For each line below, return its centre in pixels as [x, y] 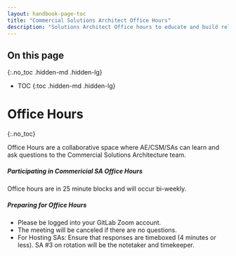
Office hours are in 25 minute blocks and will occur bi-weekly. [97, 189]
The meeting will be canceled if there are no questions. [97, 230]
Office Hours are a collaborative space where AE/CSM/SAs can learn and [113, 148]
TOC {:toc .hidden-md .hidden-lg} [66, 86]
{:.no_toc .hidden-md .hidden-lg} [55, 72]
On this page [36, 55]
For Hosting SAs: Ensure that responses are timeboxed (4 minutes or [117, 238]
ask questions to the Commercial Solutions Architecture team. [97, 155]
